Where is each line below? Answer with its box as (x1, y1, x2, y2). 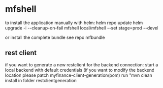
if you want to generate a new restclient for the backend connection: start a (5, 61, 159, 67)
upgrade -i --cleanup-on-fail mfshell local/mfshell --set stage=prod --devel (5, 25, 159, 30)
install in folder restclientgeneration (5, 77, 77, 83)
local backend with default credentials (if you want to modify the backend (5, 67, 155, 73)
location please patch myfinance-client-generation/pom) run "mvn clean (5, 72, 153, 78)
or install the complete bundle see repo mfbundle (5, 34, 105, 40)
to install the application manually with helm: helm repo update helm (5, 20, 143, 26)
